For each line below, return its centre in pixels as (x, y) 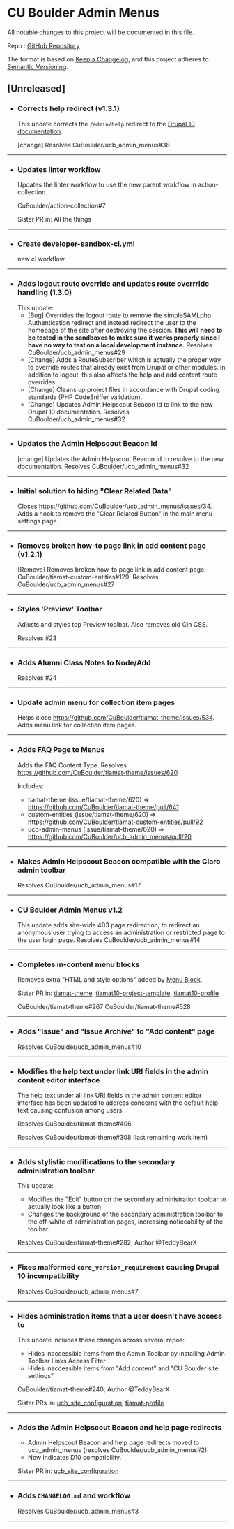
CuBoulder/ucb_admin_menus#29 (76, 352)
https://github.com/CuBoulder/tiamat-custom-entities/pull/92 (115, 822)
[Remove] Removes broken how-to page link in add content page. (112, 570)
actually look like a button (64, 1207)
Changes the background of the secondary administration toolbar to (125, 1215)
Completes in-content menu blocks (78, 964)
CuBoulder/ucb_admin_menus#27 (66, 584)
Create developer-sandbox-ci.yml (76, 244)
